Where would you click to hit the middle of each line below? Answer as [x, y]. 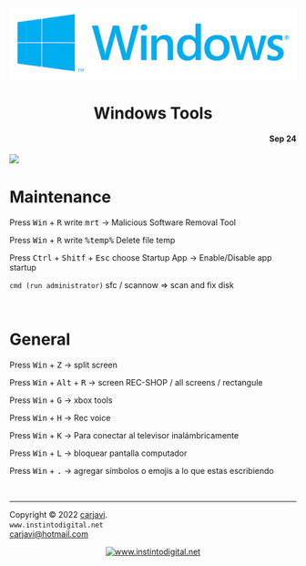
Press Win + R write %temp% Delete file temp [92, 240]
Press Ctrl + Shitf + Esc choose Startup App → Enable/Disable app [141, 257]
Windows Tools [153, 113]
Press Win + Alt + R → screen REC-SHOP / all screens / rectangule [136, 382]
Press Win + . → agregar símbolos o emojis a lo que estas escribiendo [142, 470]
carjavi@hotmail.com [49, 534]
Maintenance [61, 197]
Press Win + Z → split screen [64, 365]
